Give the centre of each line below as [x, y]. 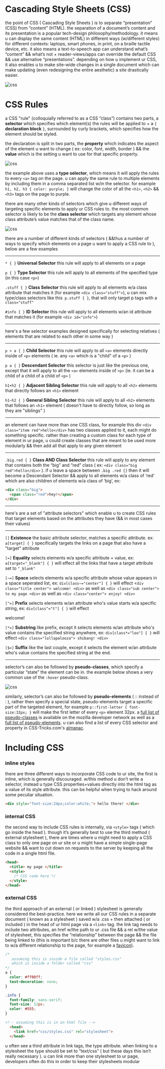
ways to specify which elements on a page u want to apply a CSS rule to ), [80, 243]
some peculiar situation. [29, 794]
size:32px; [16, 712]
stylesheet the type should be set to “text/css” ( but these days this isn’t [78, 1051]
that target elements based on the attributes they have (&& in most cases [79, 518]
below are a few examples [31, 249]
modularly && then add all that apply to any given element [63, 446]
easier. [12, 75]
